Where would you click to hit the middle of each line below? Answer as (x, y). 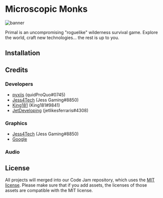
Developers (19, 84)
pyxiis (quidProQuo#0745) (39, 95)
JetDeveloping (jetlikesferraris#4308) (50, 111)
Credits (17, 70)
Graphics (16, 123)
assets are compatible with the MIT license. (49, 191)
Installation (23, 53)
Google (20, 139)
